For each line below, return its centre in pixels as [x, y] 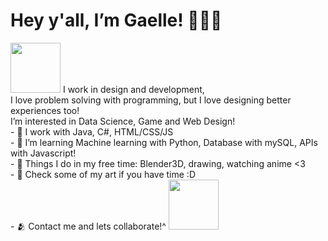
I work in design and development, [133, 89]
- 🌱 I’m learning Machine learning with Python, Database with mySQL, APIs [164, 142]
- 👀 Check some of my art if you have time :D [103, 174]
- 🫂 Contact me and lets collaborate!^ [88, 226]
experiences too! [45, 110]
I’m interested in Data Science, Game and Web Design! [123, 121]
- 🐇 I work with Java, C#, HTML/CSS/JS [92, 131]
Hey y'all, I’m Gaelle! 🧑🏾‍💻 [116, 20]
